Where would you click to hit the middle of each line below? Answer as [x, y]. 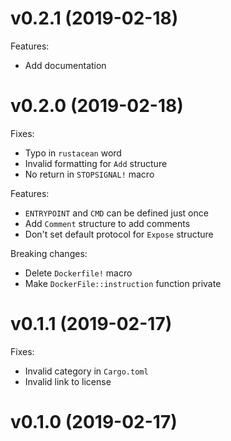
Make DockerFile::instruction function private [123, 283]
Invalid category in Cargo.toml [86, 371]
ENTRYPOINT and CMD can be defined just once [116, 213]
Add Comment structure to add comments [107, 223]
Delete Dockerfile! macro [78, 273]
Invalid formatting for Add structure [96, 163]
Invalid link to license [68, 381]
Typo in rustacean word [73, 153]
